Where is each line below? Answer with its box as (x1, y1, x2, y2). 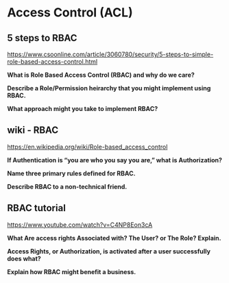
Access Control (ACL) (7, 5, 133, 21)
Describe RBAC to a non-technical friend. (7, 182, 128, 190)
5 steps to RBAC (7, 32, 77, 44)
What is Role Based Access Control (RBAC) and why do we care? (7, 71, 195, 79)
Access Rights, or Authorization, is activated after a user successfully (7, 247, 211, 255)
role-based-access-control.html (7, 58, 98, 66)
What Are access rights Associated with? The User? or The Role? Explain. (7, 234, 221, 242)
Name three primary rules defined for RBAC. (7, 169, 136, 177)
